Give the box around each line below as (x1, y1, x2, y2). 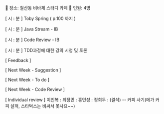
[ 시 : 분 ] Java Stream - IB (5, 26, 58, 32)
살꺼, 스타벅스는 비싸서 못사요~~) (10, 103, 75, 109)
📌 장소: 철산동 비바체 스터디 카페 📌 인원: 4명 (5, 5, 91, 10)
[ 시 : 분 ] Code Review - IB (5, 37, 60, 42)
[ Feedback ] (5, 57, 31, 63)
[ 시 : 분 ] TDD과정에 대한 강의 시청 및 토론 (5, 47, 88, 53)
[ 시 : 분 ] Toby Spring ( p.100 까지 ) (5, 15, 76, 21)
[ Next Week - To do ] (5, 77, 50, 82)
